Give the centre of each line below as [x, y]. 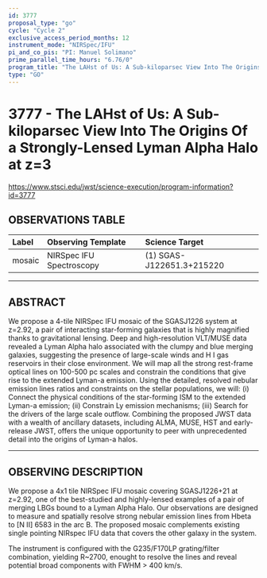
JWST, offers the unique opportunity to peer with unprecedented [141, 431]
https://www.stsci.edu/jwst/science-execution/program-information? [121, 187]
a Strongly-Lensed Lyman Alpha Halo [133, 147]
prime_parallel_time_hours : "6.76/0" [71, 60]
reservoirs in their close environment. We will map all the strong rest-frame [131, 364]
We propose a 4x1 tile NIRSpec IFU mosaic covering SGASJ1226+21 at [123, 491]
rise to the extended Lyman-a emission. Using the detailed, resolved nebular [133, 380]
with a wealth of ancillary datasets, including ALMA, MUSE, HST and [120, 422]
